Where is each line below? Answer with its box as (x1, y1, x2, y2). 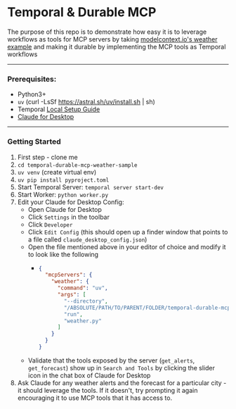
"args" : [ (57, 291, 86, 298)
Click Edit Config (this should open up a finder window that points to (27, 227, 228, 236)
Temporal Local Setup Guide (17, 105, 100, 113)
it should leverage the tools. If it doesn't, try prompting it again (17, 386, 198, 394)
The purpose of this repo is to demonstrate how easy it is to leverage (7, 27, 207, 36)
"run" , (63, 310, 83, 317)
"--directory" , (63, 297, 108, 305)
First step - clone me (17, 153, 79, 161)
